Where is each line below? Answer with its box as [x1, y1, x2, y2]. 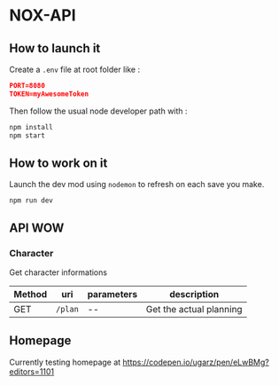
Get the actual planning [145, 303, 243, 315]
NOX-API [9, 5, 77, 26]
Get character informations [9, 267, 108, 278]
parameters [87, 288, 138, 300]
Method [13, 288, 48, 300]
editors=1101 [9, 365, 55, 377]
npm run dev [9, 196, 53, 205]
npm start [9, 130, 46, 140]
